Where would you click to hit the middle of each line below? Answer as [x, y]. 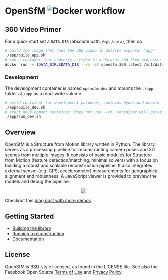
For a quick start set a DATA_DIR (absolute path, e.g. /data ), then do [74, 41]
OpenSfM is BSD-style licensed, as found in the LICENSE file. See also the [82, 267]
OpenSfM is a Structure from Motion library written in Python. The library [80, 144]
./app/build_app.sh [25, 55]
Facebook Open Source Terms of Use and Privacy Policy [64, 272]
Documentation [28, 239]
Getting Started [30, 216]
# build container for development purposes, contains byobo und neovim [82, 103]
